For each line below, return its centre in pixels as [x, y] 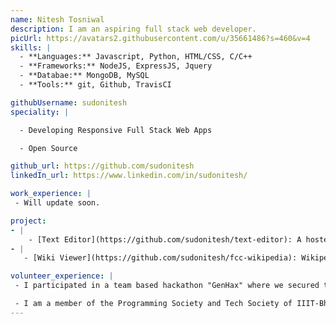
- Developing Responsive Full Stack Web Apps [116, 130]
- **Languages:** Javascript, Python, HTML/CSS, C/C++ [136, 57]
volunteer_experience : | [62, 276]
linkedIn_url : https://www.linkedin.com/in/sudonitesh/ [129, 176]
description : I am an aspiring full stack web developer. [133, 29]
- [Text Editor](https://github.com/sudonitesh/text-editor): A [165, 239]
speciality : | [40, 112]
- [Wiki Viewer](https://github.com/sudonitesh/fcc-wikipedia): [160, 258]
